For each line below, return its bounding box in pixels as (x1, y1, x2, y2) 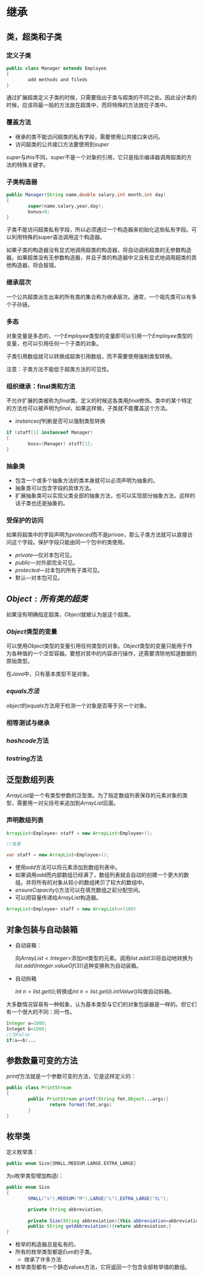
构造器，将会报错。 (11, 262, 59, 269)
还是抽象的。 (36, 500, 68, 507)
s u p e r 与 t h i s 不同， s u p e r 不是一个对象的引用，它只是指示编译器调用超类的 (6, 153, 187, 160)
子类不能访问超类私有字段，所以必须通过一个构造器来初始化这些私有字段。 (6, 226, 192, 233)
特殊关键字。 (16, 161, 49, 168)
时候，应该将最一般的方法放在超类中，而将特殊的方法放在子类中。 (6, 101, 170, 109)
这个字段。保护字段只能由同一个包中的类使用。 (11, 538, 128, 546)
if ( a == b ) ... (6, 1037, 36, 1043)
